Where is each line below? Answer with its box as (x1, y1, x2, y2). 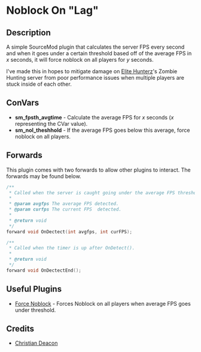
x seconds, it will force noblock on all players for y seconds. (6, 56, 154, 63)
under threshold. (14, 306, 56, 314)
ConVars (6, 98, 39, 108)
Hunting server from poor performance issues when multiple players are (6, 74, 184, 81)
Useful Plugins (6, 284, 62, 294)
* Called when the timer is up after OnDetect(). (8, 245, 135, 251)
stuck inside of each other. (6, 80, 72, 88)
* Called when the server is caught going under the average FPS (8, 189, 175, 195)
